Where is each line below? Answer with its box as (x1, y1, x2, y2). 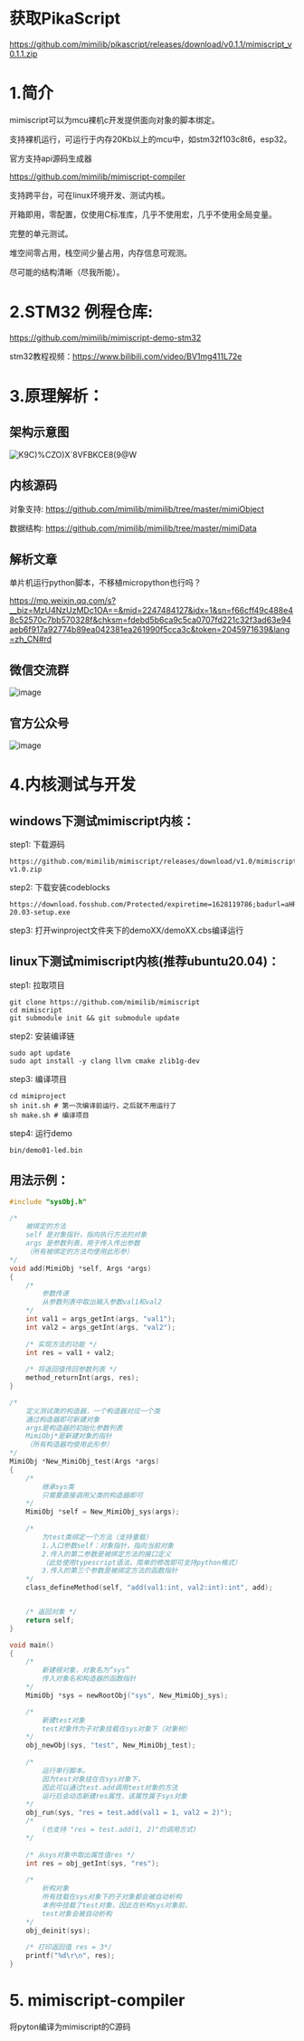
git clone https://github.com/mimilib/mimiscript (9, 997, 201, 1007)
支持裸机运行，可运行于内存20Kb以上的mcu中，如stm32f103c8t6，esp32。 (9, 133, 292, 145)
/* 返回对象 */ (25, 1608, 78, 1617)
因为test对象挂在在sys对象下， (42, 1774, 145, 1783)
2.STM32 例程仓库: (9, 302, 154, 322)
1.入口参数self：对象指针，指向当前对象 (42, 1541, 175, 1550)
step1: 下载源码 (9, 839, 65, 850)
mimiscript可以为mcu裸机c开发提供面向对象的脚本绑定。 (9, 114, 220, 125)
